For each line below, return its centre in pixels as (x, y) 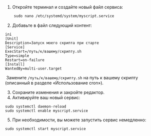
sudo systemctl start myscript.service (46, 129)
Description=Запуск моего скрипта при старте (52, 43)
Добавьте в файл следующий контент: (52, 25)
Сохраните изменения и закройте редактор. (58, 92)
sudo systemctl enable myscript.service (47, 111)
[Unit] (12, 39)
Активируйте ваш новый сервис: (46, 97)
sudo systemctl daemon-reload (36, 106)
